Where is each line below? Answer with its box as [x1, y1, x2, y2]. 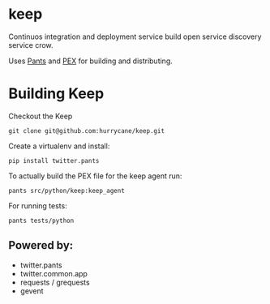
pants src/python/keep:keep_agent [8, 186, 126, 195]
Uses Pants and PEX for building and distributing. [8, 56, 173, 66]
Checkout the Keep [8, 111, 73, 121]
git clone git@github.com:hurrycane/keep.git [8, 126, 165, 135]
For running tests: [8, 200, 67, 211]
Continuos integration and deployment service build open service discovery [8, 32, 262, 41]
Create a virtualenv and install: [8, 141, 110, 151]
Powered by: [8, 238, 74, 252]
